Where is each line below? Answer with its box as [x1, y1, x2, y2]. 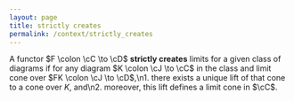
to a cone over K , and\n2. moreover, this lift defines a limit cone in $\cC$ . [9, 82, 278, 93]
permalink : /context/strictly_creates [9, 29, 153, 38]
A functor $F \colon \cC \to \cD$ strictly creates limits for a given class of [9, 54, 282, 65]
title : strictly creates [9, 21, 102, 30]
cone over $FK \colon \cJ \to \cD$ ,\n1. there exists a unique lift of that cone [9, 73, 286, 83]
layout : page [9, 12, 58, 22]
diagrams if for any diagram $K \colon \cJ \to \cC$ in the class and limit [9, 63, 272, 74]
